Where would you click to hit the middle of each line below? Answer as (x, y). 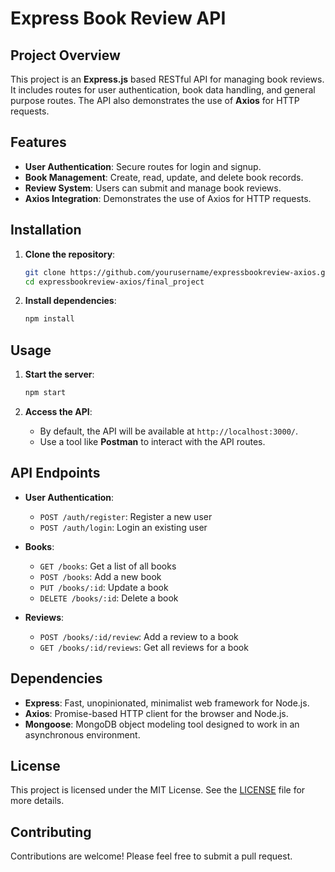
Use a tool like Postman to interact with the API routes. (152, 441)
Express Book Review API (118, 18)
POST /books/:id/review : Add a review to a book (139, 636)
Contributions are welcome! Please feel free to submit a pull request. (151, 856)
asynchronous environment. (82, 734)
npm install (49, 319)
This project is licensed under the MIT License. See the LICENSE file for (158, 790)
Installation (46, 230)
